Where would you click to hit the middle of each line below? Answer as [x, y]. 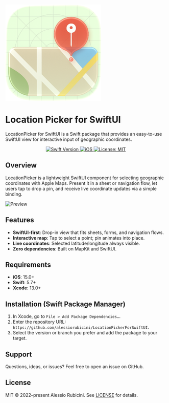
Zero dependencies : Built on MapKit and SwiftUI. [64, 249]
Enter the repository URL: [39, 322]
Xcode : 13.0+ [27, 288]
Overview [21, 165]
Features [20, 220]
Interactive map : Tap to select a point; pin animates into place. [79, 238]
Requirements [28, 264]
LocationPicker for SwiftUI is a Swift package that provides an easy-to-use [84, 134]
